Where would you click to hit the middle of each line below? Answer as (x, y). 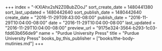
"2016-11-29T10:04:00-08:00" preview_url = (50, 28)
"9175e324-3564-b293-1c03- (127, 28)
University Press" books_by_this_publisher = (50, 38)
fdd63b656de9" (21, 33)
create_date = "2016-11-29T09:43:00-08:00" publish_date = (66, 17)
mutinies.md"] (20, 43)
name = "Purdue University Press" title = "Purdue (89, 33)
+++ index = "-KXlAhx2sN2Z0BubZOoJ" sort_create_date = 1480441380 (79, 7)
